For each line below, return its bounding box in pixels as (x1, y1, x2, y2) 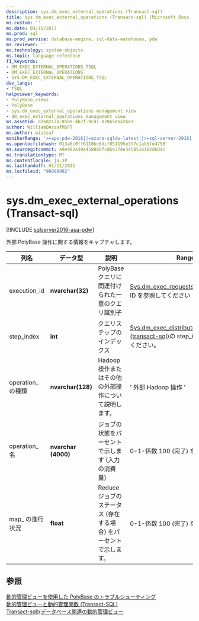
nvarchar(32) (50, 286, 89, 295)
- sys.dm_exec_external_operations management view (6, 108, 136, 114)
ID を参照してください (130, 291, 191, 299)
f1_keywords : (6, 58, 38, 64)
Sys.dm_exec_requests (130, 282, 194, 290)
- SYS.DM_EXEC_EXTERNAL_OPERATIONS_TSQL (6, 75, 108, 81)
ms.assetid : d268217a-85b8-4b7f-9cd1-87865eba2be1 (6, 119, 134, 125)
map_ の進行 (9, 515, 44, 523)
